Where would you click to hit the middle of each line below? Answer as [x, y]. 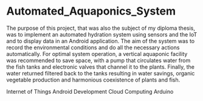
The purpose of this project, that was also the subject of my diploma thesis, [101, 28]
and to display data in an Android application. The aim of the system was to [101, 41]
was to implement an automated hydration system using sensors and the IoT [102, 34]
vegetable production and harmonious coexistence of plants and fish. [93, 80]
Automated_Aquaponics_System [91, 11]
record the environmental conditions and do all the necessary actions [93, 47]
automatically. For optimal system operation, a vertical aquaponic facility [97, 54]
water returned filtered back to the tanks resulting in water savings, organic [101, 73]
